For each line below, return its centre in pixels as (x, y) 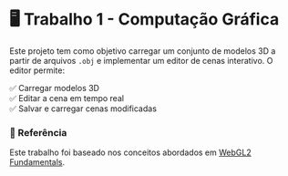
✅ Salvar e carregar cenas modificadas (83, 109)
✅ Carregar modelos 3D (55, 88)
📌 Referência (38, 132)
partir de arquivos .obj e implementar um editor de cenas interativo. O (141, 60)
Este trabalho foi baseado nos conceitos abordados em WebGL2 (131, 152)
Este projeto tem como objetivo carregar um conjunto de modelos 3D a (143, 51)
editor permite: (37, 70)
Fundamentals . (37, 162)
